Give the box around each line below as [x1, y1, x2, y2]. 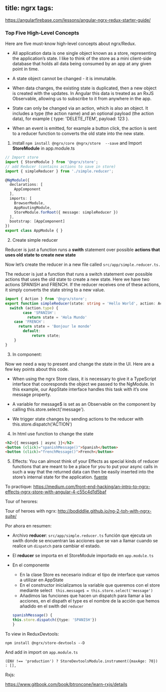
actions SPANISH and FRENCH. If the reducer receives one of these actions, [5, 282, 161, 288]
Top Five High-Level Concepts [5, 29, 80, 36]
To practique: [5, 484, 32, 490]
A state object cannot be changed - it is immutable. [12, 76, 117, 82]
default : [23, 329, 41, 334]
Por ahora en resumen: [5, 523, 52, 529]
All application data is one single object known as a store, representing [12, 50, 157, 56]
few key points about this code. [5, 366, 69, 372]
